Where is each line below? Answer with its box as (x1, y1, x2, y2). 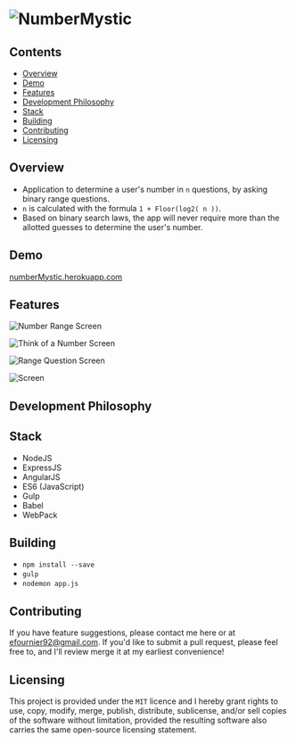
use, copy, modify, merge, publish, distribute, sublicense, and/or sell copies (9, 706, 287, 716)
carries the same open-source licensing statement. (9, 724, 197, 735)
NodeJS (21, 452, 53, 463)
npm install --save (21, 560, 95, 570)
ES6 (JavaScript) (21, 481, 85, 492)
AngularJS (21, 471, 61, 482)
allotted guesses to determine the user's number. (21, 221, 203, 232)
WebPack (21, 509, 58, 520)
